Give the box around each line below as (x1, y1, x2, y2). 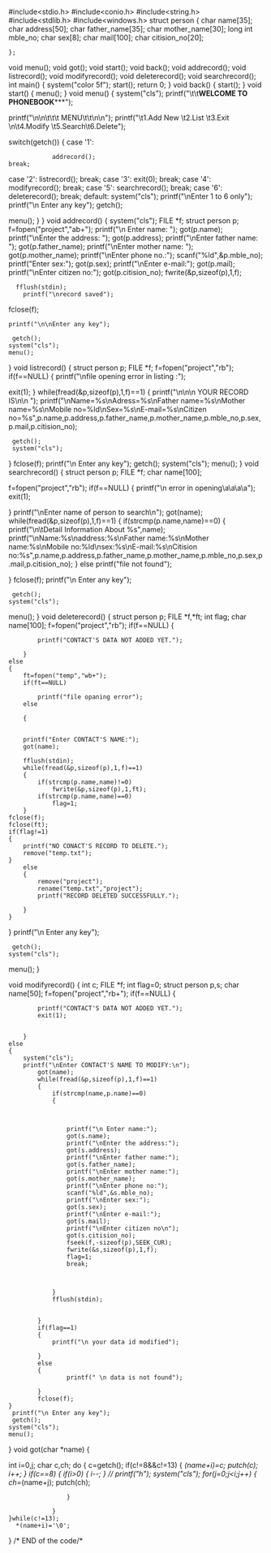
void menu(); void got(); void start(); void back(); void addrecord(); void (8, 62, 247, 72)
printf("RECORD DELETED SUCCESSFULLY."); (37, 892, 180, 900)
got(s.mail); (66, 1217, 111, 1225)
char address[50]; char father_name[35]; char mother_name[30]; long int (8, 24, 253, 33)
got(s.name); (66, 1132, 111, 1140)
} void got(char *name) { (8, 1444, 91, 1454)
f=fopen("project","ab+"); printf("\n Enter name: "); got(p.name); (8, 225, 223, 234)
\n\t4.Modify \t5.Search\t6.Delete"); (8, 122, 127, 131)
